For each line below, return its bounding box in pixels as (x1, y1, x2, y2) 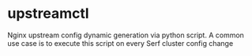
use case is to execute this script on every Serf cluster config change (7, 38, 234, 47)
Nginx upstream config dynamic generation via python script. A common (7, 30, 244, 40)
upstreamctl (7, 5, 89, 23)
